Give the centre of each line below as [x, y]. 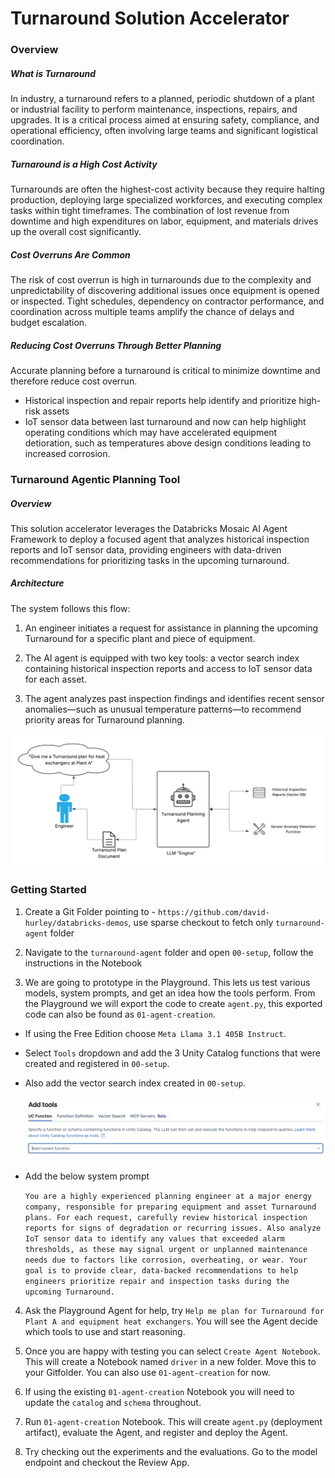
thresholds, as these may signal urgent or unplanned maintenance [166, 1249]
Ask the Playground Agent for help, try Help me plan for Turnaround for [174, 1310]
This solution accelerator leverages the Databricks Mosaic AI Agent [149, 528]
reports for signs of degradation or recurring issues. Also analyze [173, 1228]
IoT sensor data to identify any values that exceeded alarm [155, 1238]
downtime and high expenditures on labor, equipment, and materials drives [164, 221]
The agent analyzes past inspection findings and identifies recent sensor [174, 698]
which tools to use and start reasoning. [105, 1331]
